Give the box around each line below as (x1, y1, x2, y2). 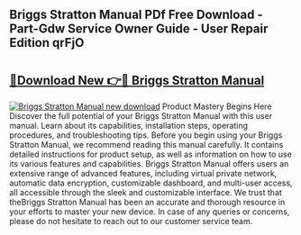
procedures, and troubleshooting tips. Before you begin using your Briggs (9, 130, 283, 140)
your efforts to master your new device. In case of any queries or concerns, (9, 206, 290, 217)
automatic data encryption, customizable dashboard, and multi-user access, (9, 177, 293, 188)
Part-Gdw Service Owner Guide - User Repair (9, 22, 269, 37)
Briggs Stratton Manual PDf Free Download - (9, 7, 263, 23)
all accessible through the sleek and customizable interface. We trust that (9, 187, 282, 197)
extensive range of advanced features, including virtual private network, (9, 168, 278, 178)
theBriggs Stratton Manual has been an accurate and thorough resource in (9, 197, 286, 207)
